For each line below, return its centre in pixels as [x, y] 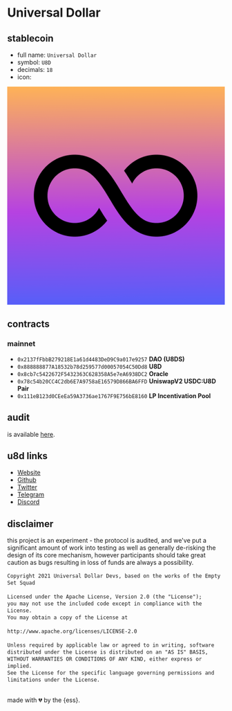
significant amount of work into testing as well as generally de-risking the [112, 548]
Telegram [31, 495]
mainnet [21, 344]
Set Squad [21, 583]
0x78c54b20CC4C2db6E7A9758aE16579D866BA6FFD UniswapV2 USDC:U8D [116, 381]
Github [27, 480]
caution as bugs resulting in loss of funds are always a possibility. [100, 563]
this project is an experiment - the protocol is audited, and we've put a [107, 541]
